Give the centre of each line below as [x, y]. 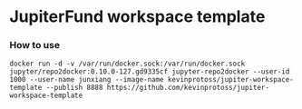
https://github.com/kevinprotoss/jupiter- [188, 88]
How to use [35, 45]
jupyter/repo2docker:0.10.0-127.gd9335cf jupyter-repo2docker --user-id [150, 72]
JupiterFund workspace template [137, 17]
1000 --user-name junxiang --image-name [87, 80]
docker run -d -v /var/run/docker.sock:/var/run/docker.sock [127, 64]
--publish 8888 [74, 88]
